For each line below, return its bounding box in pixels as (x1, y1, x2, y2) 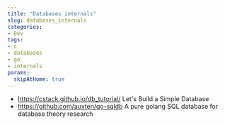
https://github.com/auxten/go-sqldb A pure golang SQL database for (17, 103, 219, 111)
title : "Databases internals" (7, 10, 97, 18)
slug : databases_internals (7, 17, 87, 24)
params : (7, 69, 30, 76)
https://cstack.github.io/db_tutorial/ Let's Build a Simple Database (17, 95, 209, 103)
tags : (7, 37, 23, 44)
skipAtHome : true (13, 75, 65, 83)
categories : (7, 23, 42, 30)
